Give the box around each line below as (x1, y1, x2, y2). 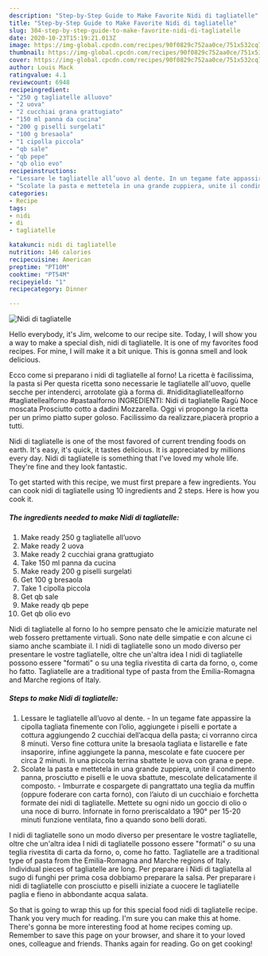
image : (9, 41, 31, 49)
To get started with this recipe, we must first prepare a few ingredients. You (9, 477, 257, 487)
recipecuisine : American (9, 256, 91, 264)
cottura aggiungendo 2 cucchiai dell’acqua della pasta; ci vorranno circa (20, 731, 258, 740)
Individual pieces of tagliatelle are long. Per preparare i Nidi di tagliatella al (9, 864, 252, 874)
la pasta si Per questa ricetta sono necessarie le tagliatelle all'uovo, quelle (9, 379, 251, 389)
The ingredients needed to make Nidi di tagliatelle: (9, 512, 180, 522)
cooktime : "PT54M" (9, 270, 70, 279)
